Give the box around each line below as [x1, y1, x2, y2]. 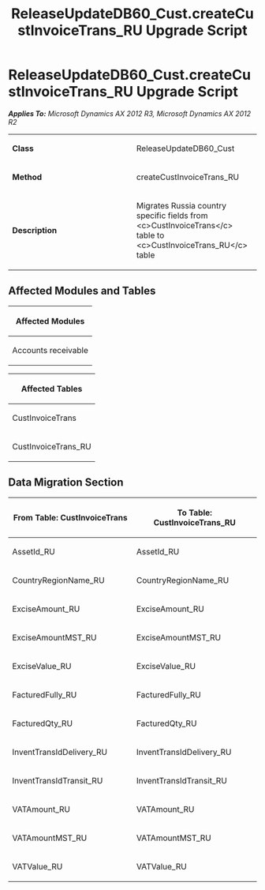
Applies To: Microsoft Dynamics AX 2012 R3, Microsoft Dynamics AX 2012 [8, 108, 252, 118]
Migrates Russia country [136, 200, 227, 211]
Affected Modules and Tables [8, 284, 156, 298]
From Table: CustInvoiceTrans [13, 512, 128, 523]
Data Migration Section [8, 475, 124, 490]
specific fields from [136, 210, 208, 221]
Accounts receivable [12, 344, 88, 355]
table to [136, 230, 165, 241]
